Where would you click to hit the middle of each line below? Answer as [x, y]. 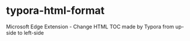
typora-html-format [55, 11]
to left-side [30, 32]
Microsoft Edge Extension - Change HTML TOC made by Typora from [90, 27]
